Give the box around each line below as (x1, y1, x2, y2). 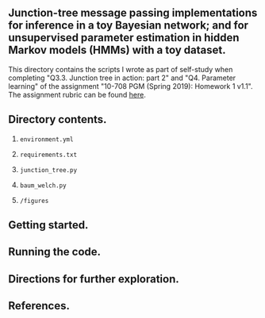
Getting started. (8, 218, 89, 232)
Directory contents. (8, 113, 107, 126)
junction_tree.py (19, 166, 78, 174)
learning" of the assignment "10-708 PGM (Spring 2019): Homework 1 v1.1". (8, 81, 253, 90)
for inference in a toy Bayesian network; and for (8, 19, 248, 33)
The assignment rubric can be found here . (8, 90, 147, 99)
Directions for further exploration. (8, 272, 180, 285)
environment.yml (19, 135, 74, 144)
